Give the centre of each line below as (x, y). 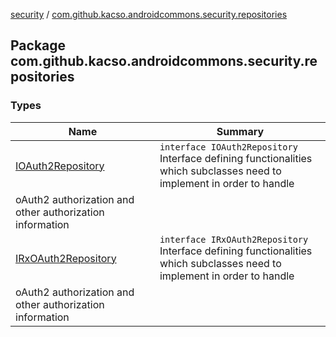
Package (38, 45)
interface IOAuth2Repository (228, 147)
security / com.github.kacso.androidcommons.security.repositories (149, 14)
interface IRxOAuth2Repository (234, 239)
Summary (240, 131)
